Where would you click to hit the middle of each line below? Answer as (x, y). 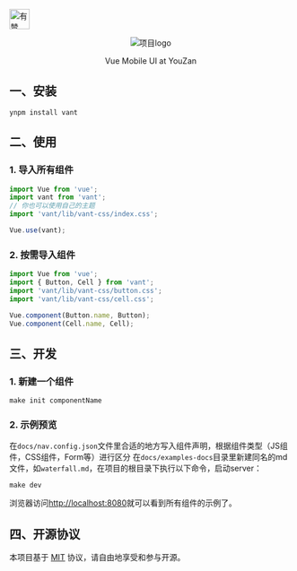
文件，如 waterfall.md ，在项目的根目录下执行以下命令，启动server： (135, 468)
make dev (26, 485)
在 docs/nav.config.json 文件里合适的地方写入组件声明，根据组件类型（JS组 (149, 446)
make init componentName (56, 401)
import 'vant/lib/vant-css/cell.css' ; (82, 299)
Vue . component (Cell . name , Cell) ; (72, 324)
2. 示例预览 (33, 425)
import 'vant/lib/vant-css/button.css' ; (86, 290)
